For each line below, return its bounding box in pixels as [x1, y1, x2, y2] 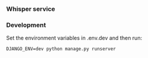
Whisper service [6, 5, 55, 13]
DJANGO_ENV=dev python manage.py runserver [6, 46, 116, 52]
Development [6, 20, 47, 29]
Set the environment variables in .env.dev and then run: [6, 35, 142, 42]
